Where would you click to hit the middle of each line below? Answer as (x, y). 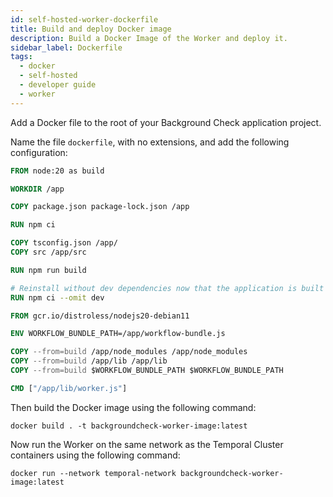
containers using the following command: (95, 455)
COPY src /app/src (48, 252)
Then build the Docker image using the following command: (133, 407)
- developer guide (58, 85)
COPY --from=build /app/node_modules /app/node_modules (129, 352)
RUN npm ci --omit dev (57, 297)
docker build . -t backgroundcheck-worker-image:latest (129, 426)
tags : (21, 57)
